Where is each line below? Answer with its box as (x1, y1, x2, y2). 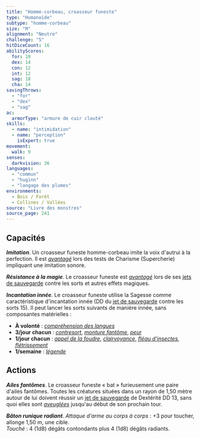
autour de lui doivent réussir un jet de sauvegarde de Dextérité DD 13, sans (6, 394, 192, 401)
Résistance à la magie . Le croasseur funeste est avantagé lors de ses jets (6, 273, 192, 280)
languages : (6, 166, 34, 172)
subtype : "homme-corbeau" (6, 20, 71, 26)
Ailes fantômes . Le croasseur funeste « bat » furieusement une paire (6, 381, 179, 389)
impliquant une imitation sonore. (6, 261, 86, 269)
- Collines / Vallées (11, 199, 66, 205)
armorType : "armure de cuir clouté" (11, 115, 104, 121)
